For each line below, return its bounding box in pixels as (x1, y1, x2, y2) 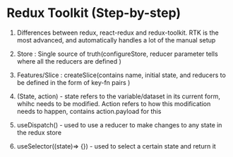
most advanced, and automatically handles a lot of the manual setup (16, 35, 216, 44)
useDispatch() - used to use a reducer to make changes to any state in (16, 120, 222, 129)
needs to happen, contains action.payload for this (16, 107, 162, 115)
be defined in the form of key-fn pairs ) (16, 78, 131, 86)
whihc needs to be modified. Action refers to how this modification (16, 99, 211, 107)
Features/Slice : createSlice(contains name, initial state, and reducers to (16, 71, 227, 79)
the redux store (16, 128, 61, 136)
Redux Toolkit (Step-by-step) (6, 5, 181, 21)
